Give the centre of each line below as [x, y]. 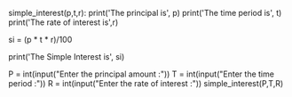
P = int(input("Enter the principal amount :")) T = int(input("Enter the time [141, 74]
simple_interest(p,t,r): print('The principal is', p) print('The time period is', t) [145, 13]
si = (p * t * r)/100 [40, 40]
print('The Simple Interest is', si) [67, 57]
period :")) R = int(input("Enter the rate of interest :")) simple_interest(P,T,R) [146, 83]
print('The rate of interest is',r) [63, 22]
